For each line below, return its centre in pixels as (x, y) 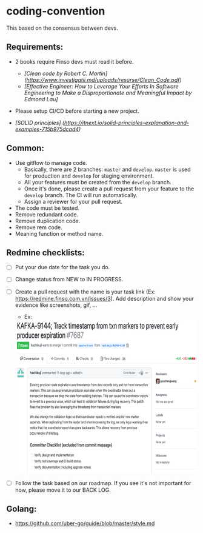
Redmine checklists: (45, 253)
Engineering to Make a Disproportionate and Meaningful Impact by (108, 93)
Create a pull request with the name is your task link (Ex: (85, 292)
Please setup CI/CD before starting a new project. (77, 111)
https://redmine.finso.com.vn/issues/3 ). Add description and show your (104, 298)
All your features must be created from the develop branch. (98, 182)
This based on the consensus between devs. (62, 28)
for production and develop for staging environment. (89, 176)
